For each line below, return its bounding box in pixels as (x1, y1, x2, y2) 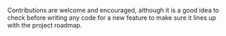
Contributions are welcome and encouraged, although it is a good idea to (7, 6, 220, 14)
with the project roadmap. (7, 21, 82, 29)
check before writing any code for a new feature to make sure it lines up (7, 13, 217, 22)
